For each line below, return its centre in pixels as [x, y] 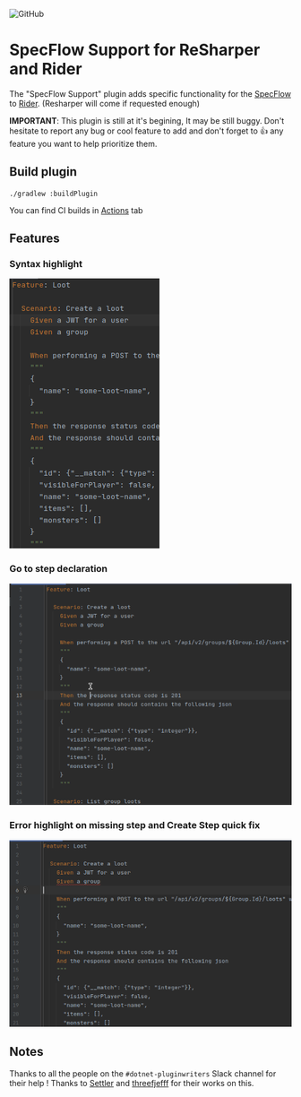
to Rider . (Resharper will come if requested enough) [104, 103]
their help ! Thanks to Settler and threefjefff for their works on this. [132, 1083]
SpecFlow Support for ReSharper [135, 50]
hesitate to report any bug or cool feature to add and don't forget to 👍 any [146, 131]
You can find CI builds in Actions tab [76, 210]
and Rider [46, 69]
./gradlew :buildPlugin [54, 194]
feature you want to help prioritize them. [83, 143]
